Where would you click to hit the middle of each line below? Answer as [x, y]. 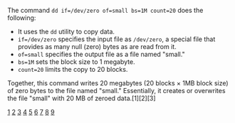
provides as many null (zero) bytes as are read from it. [97, 47]
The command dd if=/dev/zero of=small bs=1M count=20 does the [105, 10]
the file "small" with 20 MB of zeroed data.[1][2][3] [82, 98]
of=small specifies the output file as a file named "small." [101, 54]
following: [22, 18]
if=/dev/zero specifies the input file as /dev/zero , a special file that [116, 39]
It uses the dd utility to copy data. [66, 32]
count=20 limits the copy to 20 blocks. [73, 69]
